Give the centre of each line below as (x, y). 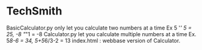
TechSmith (34, 11)
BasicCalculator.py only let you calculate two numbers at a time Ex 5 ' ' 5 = (99, 28)
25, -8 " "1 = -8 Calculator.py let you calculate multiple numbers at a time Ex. (101, 34)
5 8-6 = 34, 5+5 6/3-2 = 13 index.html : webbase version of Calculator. (93, 40)
